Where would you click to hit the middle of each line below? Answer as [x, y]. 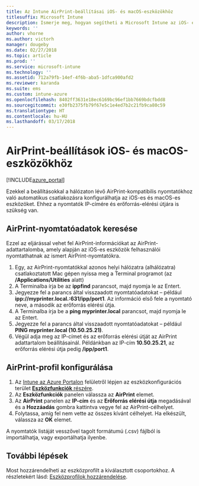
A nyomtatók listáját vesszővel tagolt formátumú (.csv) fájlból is [84, 431]
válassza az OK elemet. [44, 419]
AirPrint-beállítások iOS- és [76, 151]
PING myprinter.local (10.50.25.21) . [59, 330]
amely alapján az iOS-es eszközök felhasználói [103, 249]
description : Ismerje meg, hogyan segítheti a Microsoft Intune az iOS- [98, 22]
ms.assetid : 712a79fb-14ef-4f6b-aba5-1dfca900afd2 [70, 78]
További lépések [37, 456]
